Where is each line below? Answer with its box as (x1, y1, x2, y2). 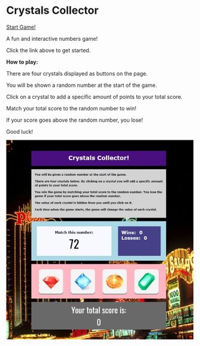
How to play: (6, 58, 38, 65)
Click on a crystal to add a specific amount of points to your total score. (6, 93, 183, 100)
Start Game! (6, 23, 36, 31)
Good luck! (6, 128, 34, 135)
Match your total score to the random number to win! (6, 104, 137, 112)
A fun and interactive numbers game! (6, 35, 98, 42)
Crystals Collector (6, 4, 99, 17)
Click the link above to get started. (6, 46, 91, 54)
